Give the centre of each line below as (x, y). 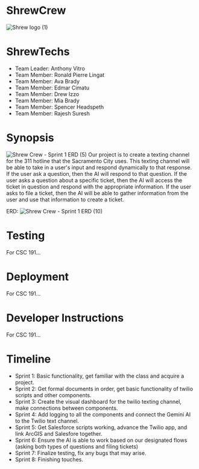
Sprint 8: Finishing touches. (49, 459)
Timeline (29, 359)
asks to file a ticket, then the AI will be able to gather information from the (97, 193)
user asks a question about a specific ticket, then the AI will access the (94, 180)
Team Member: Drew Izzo (47, 94)
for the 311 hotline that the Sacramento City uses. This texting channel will (98, 161)
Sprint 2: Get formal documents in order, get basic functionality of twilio (104, 389)
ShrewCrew (36, 11)
